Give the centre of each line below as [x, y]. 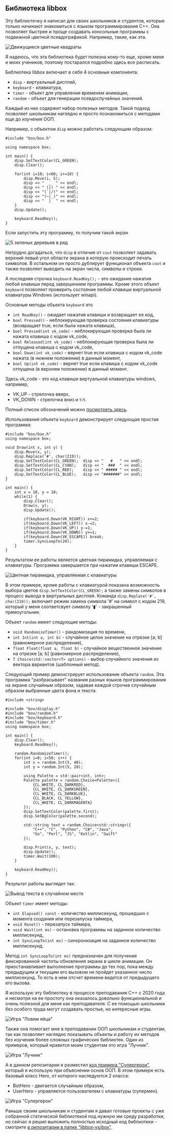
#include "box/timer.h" [31, 722]
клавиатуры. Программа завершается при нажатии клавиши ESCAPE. [82, 565]
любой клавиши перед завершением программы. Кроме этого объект [82, 284]
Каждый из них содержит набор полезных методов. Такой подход [78, 108]
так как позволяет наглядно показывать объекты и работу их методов [82, 1034]
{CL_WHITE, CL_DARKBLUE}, [60, 793]
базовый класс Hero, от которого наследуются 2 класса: [67, 1076]
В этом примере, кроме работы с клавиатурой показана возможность [82, 585]
